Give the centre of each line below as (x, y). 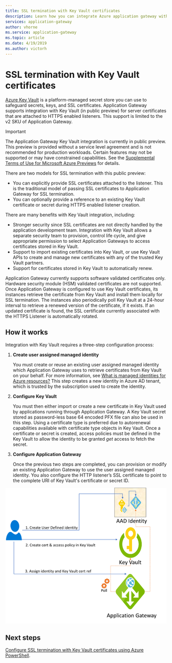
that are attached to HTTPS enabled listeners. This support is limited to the (84, 116)
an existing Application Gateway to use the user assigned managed (84, 469)
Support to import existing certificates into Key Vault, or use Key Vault (86, 252)
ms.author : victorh (26, 49)
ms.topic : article (25, 38)
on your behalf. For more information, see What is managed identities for (89, 375)
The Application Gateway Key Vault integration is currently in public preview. (86, 141)
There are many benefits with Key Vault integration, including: (70, 215)
